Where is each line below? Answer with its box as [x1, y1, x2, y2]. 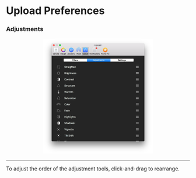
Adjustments [6, 25, 44, 33]
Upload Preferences [6, 4, 105, 18]
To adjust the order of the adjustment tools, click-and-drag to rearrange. [6, 165, 180, 172]
